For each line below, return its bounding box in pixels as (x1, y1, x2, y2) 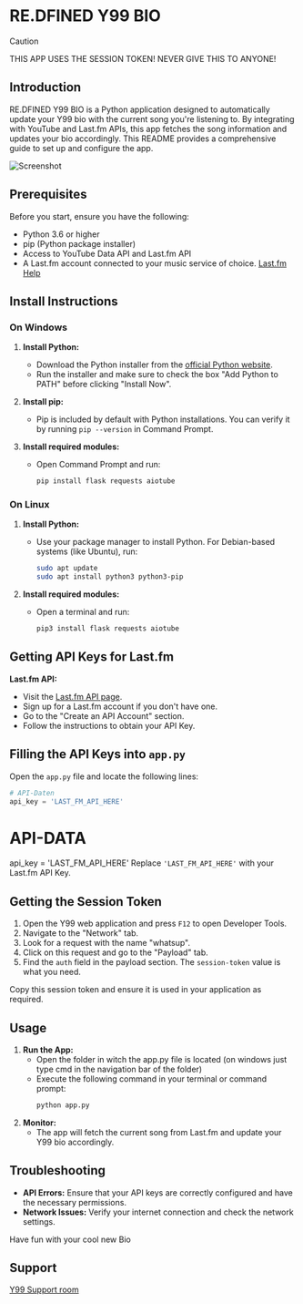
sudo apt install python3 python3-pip (35, 572, 184, 581)
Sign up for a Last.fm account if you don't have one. (22, 701, 218, 712)
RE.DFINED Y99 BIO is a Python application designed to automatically (9, 104, 270, 115)
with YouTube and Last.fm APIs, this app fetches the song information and (9, 123, 288, 134)
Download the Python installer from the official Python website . (35, 359, 273, 370)
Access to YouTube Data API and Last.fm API (22, 248, 192, 259)
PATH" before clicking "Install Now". (35, 379, 172, 390)
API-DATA (9, 827, 86, 848)
